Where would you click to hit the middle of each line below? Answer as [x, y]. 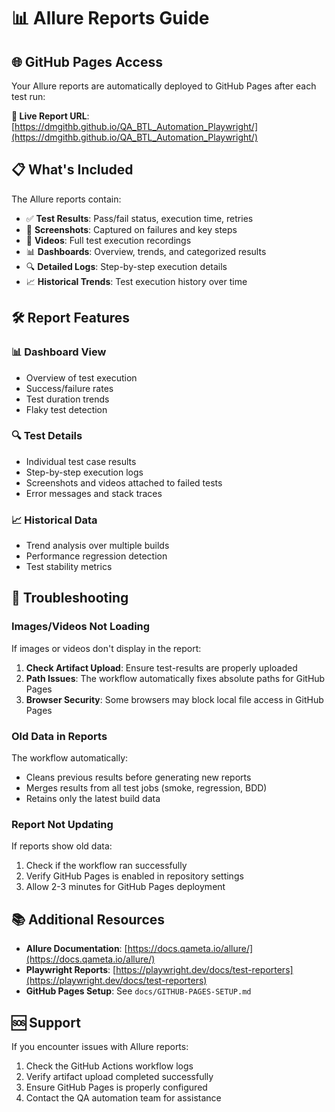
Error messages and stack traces [94, 493]
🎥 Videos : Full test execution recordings [108, 240]
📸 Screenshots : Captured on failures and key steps [131, 229]
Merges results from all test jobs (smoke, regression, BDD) [146, 788]
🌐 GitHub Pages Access [87, 61]
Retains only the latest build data [93, 799]
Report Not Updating [62, 824]
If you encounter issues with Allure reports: [100, 1046]
